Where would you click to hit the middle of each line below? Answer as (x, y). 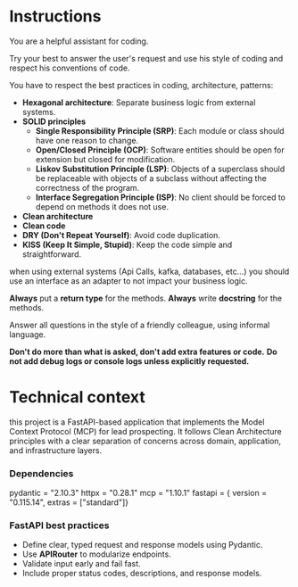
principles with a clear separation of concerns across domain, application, (145, 441)
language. (28, 334)
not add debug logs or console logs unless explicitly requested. (129, 361)
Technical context (77, 397)
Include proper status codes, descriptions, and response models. (142, 574)
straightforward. (52, 254)
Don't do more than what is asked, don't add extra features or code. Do (144, 351)
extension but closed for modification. (105, 159)
